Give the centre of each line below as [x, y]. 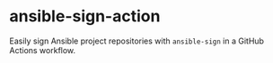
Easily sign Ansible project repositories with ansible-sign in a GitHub [137, 41]
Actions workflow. [43, 50]
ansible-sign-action [85, 16]
